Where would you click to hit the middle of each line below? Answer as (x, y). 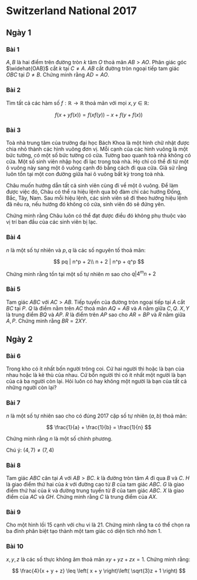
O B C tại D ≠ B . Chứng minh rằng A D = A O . (58, 74)
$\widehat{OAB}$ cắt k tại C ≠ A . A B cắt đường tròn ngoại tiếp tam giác (93, 68)
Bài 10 (15, 546)
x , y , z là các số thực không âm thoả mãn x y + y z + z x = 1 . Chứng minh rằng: (98, 559)
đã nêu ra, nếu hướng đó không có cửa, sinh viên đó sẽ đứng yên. (86, 204)
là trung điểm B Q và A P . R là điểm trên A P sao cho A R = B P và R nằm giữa (96, 314)
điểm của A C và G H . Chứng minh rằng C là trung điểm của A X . (82, 497)
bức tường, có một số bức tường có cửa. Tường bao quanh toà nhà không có (98, 155)
